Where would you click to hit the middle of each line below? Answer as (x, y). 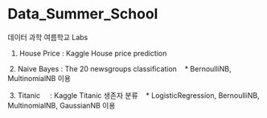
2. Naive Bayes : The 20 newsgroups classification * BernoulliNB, (120, 68)
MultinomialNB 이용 (39, 78)
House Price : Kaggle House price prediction (93, 53)
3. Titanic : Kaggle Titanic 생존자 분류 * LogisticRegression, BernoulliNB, (134, 95)
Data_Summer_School (83, 14)
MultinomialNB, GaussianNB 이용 (62, 105)
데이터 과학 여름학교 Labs (48, 37)
